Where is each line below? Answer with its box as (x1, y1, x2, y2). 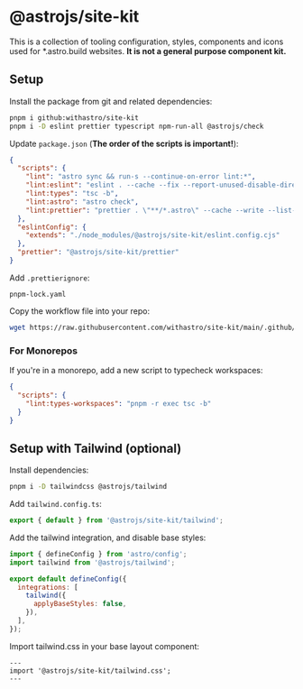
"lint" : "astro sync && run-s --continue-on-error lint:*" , (25, 172, 256, 181)
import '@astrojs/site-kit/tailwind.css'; (9, 666, 171, 675)
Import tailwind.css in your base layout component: (9, 640, 200, 651)
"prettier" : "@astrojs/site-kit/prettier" (17, 248, 179, 257)
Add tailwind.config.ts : (9, 499, 102, 510)
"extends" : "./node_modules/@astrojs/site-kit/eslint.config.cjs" (25, 231, 280, 240)
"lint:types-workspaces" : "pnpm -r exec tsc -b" (25, 399, 212, 408)
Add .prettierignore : (9, 272, 90, 283)
